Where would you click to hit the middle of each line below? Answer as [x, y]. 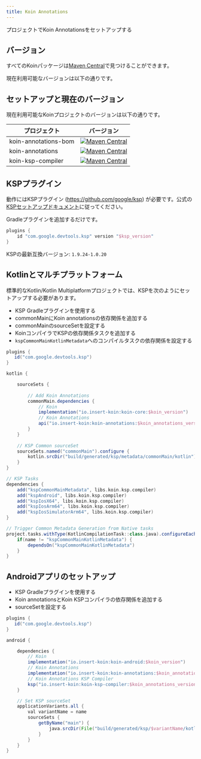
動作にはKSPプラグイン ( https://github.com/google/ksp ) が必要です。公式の [99, 199]
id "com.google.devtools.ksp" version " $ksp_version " [85, 236]
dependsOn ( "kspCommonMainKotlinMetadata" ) [81, 545]
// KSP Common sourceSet [48, 446]
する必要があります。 [53, 297]
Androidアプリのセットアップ [61, 576]
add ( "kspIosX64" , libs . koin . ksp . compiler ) [71, 501]
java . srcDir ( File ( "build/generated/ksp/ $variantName [116, 728]
